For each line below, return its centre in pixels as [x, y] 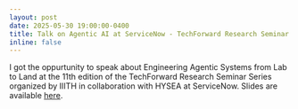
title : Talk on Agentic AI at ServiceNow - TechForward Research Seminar [149, 34]
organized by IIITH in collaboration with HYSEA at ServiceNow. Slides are [144, 86]
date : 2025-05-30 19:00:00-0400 [69, 26]
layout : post [33, 17]
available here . [36, 96]
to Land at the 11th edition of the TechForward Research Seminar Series [141, 77]
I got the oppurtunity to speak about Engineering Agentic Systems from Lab [148, 67]
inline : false [36, 42]
